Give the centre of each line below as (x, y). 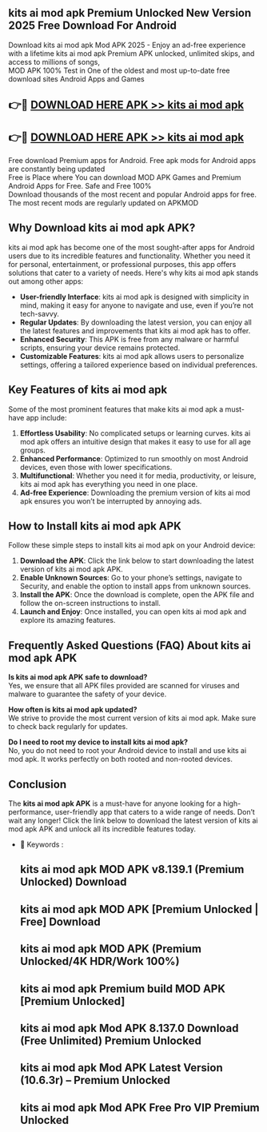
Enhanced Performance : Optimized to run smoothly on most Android (134, 458)
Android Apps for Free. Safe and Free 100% (80, 186)
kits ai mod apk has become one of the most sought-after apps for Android (132, 247)
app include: (46, 417)
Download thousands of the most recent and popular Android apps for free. (133, 194)
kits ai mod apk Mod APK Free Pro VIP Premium (139, 1108)
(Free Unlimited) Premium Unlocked (110, 1041)
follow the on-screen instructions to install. (90, 604)
